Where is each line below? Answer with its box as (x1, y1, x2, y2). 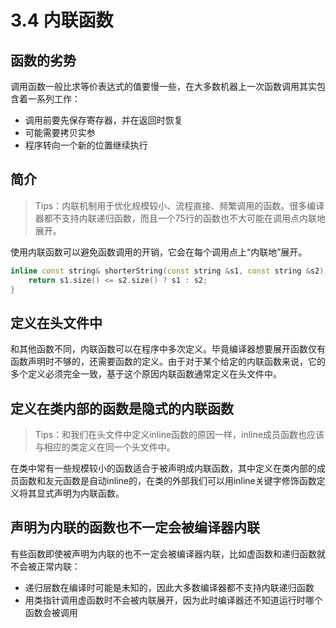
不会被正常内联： (10, 560, 81, 572)
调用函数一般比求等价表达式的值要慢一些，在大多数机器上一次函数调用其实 (10, 81, 317, 92)
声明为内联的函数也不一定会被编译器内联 (10, 519, 260, 536)
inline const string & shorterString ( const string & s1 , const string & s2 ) (10, 266, 325, 276)
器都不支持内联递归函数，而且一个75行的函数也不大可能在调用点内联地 (34, 212, 326, 224)
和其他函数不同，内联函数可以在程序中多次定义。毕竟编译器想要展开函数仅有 (10, 343, 326, 355)
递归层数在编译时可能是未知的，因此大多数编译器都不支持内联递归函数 (24, 581, 315, 593)
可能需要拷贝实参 (24, 127, 96, 138)
